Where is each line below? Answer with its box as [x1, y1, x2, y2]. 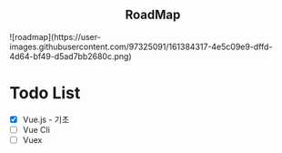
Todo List [9, 83, 81, 103]
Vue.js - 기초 [22, 114, 70, 125]
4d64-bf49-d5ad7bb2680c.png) [9, 50, 132, 62]
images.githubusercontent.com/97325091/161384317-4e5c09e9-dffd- [9, 41, 273, 52]
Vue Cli [22, 124, 50, 135]
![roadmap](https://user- [9, 31, 102, 42]
